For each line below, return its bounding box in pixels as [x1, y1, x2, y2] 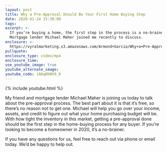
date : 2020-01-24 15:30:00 [5, 16, 61, 21]
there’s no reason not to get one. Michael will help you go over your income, [5, 105, 161, 111]
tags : [5, 21, 16, 26]
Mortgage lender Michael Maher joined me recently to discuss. [9, 35, 143, 40]
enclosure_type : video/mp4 [5, 53, 61, 58]
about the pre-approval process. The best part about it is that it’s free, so [5, 100, 155, 106]
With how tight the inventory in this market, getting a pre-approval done [5, 116, 152, 122]
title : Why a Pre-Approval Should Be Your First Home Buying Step [5, 12, 146, 17]
